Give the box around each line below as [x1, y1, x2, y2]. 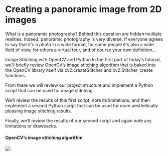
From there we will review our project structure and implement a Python [5, 82, 153, 88]
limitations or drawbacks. [5, 123, 58, 129]
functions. [5, 72, 26, 78]
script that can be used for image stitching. [5, 87, 94, 93]
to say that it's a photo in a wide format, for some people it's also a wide [5, 41, 154, 47]
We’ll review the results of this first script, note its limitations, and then [5, 97, 150, 103]
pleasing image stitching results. [5, 108, 72, 114]
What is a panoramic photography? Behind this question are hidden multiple [5, 31, 162, 37]
